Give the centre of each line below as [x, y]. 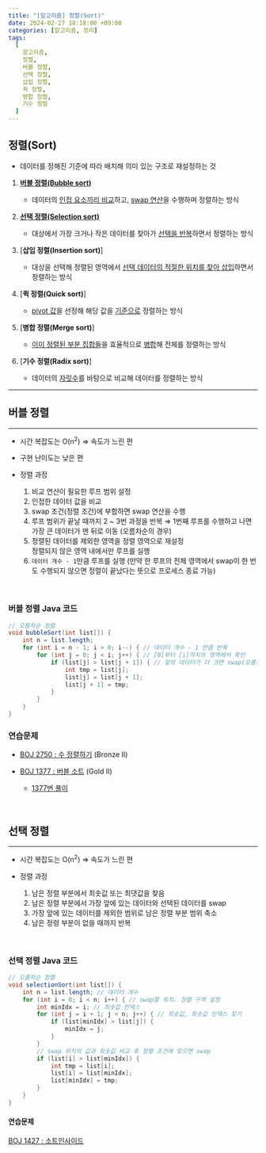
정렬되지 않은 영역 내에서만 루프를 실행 [91, 551]
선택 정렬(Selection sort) [60, 216]
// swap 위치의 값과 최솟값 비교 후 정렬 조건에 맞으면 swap [124, 1051]
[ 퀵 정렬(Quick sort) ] [53, 293]
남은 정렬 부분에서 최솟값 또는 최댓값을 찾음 [98, 893]
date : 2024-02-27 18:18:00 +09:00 [65, 23]
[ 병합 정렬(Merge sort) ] [57, 327]
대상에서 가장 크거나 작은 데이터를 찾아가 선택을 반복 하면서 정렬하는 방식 [142, 233]
